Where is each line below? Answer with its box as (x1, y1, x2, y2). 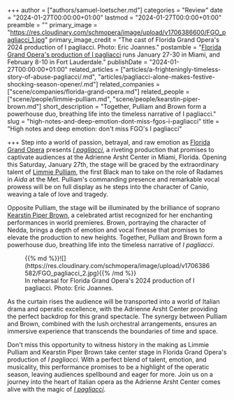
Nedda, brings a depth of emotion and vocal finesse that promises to (7, 226, 205, 234)
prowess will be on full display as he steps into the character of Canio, (7, 183, 210, 191)
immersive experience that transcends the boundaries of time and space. (7, 327, 219, 335)
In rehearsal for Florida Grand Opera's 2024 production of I (24, 276, 195, 285)
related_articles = (69, 66, 119, 73)
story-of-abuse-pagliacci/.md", (7, 73, 96, 81)
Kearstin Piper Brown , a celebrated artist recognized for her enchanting (7, 211, 213, 219)
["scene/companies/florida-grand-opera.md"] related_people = (7, 87, 190, 96)
